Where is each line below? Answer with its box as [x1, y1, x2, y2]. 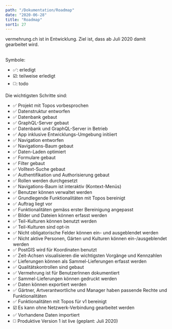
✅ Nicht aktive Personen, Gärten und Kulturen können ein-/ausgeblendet [12, 235, 167, 242]
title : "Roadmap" [5, 17, 43, 22]
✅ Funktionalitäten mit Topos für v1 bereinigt [12, 299, 107, 305]
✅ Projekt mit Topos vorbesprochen [12, 102, 89, 108]
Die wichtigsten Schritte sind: [5, 93, 68, 99]
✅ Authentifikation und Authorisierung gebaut [12, 172, 109, 178]
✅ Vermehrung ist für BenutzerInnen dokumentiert [12, 270, 120, 276]
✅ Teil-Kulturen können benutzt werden [12, 218, 97, 224]
